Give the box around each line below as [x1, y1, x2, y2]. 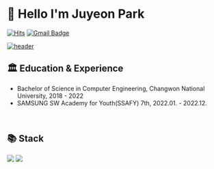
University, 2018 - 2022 [16, 92, 84, 100]
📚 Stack [7, 133, 44, 144]
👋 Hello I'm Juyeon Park [7, 6, 145, 22]
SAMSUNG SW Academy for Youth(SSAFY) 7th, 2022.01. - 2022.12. [16, 99, 207, 107]
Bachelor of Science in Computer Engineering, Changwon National [16, 84, 205, 92]
